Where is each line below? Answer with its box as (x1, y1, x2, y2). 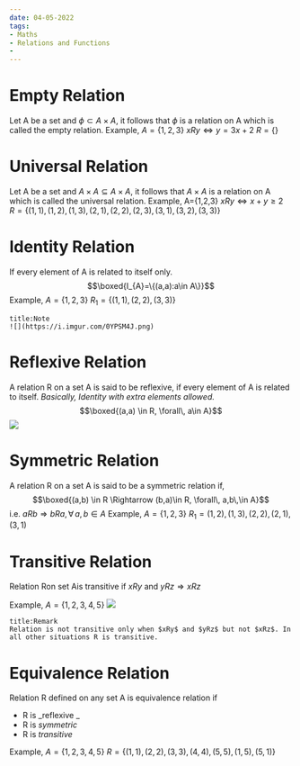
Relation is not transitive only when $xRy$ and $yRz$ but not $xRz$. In (9, 625, 292, 635)
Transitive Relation (9, 551, 153, 572)
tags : (9, 22, 30, 31)
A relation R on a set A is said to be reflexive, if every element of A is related (9, 382, 290, 392)
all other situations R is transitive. (9, 633, 159, 642)
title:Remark (9, 617, 58, 626)
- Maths (9, 30, 39, 39)
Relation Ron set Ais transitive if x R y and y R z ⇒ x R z (9, 581, 201, 592)
